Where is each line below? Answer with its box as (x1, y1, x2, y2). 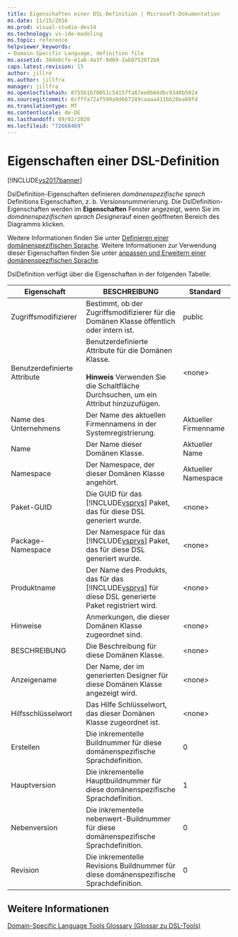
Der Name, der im (86, 661, 144, 671)
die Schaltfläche (86, 381, 140, 391)
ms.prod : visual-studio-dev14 (7, 23, 97, 30)
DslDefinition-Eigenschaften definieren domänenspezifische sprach (7, 190, 205, 198)
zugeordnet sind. (86, 630, 143, 640)
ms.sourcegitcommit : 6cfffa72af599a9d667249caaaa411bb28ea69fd (7, 96, 198, 103)
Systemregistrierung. (86, 428, 156, 438)
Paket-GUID (11, 502, 52, 512)
